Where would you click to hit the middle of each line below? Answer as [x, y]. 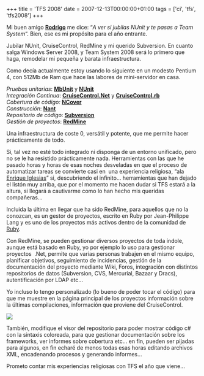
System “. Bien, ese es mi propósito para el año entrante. [77, 34]
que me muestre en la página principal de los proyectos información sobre [100, 298]
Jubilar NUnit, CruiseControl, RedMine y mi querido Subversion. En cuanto [100, 46]
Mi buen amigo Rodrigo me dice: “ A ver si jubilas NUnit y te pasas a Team [100, 27]
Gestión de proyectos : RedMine [46, 121]
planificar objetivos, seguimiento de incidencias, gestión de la [84, 260]
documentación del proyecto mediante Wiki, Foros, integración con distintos [102, 267]
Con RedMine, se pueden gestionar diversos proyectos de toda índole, [95, 241]
